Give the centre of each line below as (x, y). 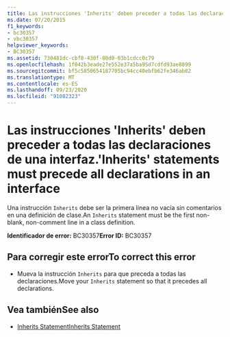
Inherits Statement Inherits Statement (69, 326)
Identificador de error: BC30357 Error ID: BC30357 (79, 235)
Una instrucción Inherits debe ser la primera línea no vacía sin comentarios (114, 207)
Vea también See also (53, 310)
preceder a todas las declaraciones (109, 145)
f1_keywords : (26, 26)
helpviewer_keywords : (38, 45)
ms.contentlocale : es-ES (42, 84)
